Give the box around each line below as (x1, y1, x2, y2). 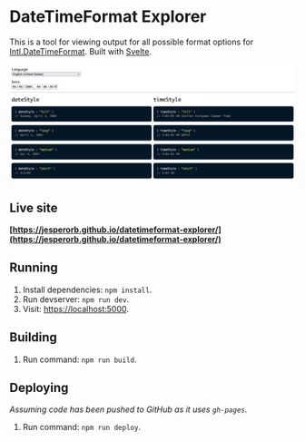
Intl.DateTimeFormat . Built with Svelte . (9, 45, 152, 56)
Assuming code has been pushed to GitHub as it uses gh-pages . (9, 404, 248, 415)
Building (9, 329, 57, 346)
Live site (9, 200, 58, 215)
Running (9, 260, 59, 276)
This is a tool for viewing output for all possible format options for (9, 36, 254, 47)
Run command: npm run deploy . (22, 422, 142, 433)
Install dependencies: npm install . (22, 284, 152, 295)
